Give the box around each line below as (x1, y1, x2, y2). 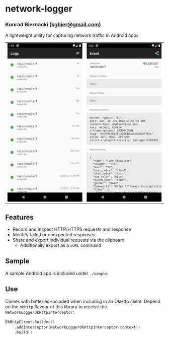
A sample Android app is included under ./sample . (5, 270, 109, 276)
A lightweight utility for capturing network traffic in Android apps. (5, 32, 140, 38)
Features (5, 213, 34, 222)
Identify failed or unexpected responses (12, 232, 96, 238)
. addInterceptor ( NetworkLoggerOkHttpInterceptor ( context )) (14, 324, 141, 330)
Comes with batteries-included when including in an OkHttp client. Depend (5, 298, 161, 304)
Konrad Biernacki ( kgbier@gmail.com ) (5, 21, 101, 28)
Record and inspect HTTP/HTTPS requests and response (12, 226, 131, 232)
